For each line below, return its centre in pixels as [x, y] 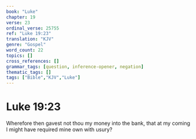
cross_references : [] [33, 61]
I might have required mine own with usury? [59, 130]
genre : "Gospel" [26, 45]
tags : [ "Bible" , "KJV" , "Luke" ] [43, 77]
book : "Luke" [22, 12]
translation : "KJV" [30, 39]
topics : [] [19, 56]
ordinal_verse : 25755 [33, 28]
